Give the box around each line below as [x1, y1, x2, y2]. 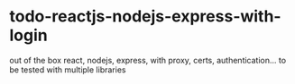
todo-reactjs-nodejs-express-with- [9, 6, 281, 27]
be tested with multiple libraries [9, 64, 126, 75]
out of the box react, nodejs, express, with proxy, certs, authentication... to [9, 55, 287, 65]
